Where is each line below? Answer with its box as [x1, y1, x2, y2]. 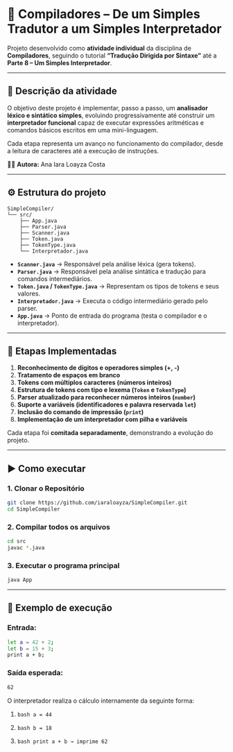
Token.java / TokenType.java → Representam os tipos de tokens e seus [17, 282, 220, 290]
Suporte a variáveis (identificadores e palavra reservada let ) [17, 400, 196, 409]
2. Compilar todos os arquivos [7, 522, 111, 531]
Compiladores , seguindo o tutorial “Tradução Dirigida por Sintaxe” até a [7, 51, 217, 60]
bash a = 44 [17, 711, 52, 718]
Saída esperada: [7, 668, 64, 678]
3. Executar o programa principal [7, 561, 120, 570]
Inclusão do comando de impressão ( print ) [17, 408, 144, 416]
